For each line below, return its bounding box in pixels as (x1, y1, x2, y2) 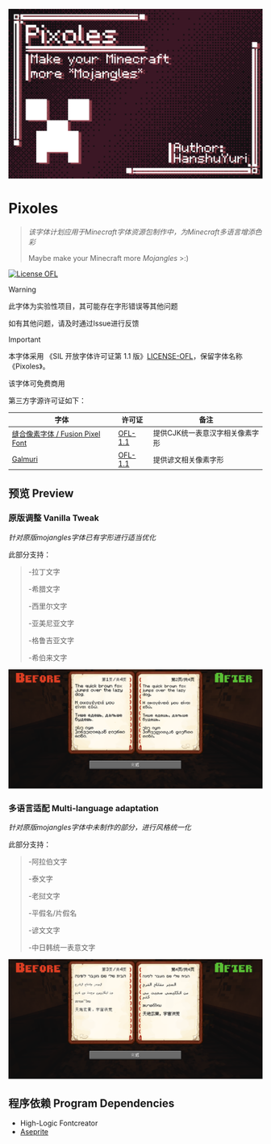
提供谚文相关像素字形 (152, 454, 224, 465)
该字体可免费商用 (8, 378, 65, 388)
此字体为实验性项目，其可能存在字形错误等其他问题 (8, 301, 178, 311)
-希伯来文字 (27, 652, 68, 662)
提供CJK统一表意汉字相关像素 (152, 428, 252, 438)
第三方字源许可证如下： (8, 395, 86, 405)
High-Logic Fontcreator (19, 1118, 98, 1128)
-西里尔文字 (27, 601, 68, 611)
